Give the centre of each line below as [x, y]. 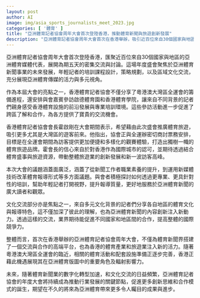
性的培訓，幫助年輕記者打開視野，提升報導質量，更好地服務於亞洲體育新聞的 [100, 184]
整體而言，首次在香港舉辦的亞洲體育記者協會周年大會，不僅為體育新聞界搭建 [100, 239]
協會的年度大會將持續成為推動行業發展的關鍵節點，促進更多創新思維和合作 [97, 281]
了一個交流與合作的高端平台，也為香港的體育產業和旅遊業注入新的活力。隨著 [100, 247]
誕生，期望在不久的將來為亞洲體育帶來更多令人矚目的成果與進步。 [97, 289]
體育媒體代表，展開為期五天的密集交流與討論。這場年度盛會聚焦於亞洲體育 [102, 64]
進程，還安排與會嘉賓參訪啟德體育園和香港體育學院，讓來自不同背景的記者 [102, 99]
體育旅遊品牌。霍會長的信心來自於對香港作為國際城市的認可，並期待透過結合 [100, 149]
